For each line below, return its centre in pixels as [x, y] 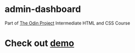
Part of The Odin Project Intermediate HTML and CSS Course [67, 23]
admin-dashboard [43, 9]
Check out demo [39, 43]
